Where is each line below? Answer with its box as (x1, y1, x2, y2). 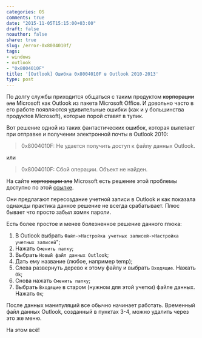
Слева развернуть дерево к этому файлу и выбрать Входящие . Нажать (15, 264, 196, 271)
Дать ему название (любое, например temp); (15, 258, 133, 265)
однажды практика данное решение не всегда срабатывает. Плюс (6, 202, 180, 210)
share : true (6, 37, 36, 43)
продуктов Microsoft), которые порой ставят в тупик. (6, 113, 144, 120)
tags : (6, 48, 20, 55)
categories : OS (6, 8, 45, 15)
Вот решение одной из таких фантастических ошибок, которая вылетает (6, 124, 195, 131)
